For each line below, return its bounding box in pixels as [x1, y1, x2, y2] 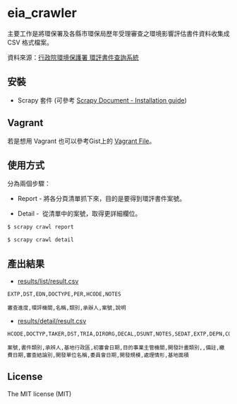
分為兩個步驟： [7, 179, 51, 188]
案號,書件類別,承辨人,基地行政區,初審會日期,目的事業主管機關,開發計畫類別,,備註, [7, 344, 220, 351]
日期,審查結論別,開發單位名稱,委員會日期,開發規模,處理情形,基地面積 [12, 352, 189, 359]
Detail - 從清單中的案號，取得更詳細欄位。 [17, 209, 142, 218]
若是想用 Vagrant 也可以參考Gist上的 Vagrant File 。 [7, 137, 156, 145]
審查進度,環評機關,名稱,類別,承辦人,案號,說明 [7, 304, 126, 311]
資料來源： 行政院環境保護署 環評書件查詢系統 [7, 53, 139, 62]
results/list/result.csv [17, 277, 79, 285]
